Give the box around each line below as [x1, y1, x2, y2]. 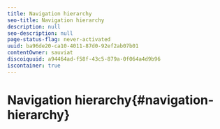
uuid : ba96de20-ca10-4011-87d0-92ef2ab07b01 [7, 43, 139, 50]
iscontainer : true [7, 62, 61, 69]
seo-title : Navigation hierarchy [7, 17, 105, 24]
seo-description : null [7, 29, 73, 37]
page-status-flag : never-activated [7, 36, 111, 43]
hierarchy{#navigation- [74, 92, 214, 108]
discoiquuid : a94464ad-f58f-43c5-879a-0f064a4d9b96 [7, 56, 161, 63]
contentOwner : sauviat [7, 50, 73, 56]
